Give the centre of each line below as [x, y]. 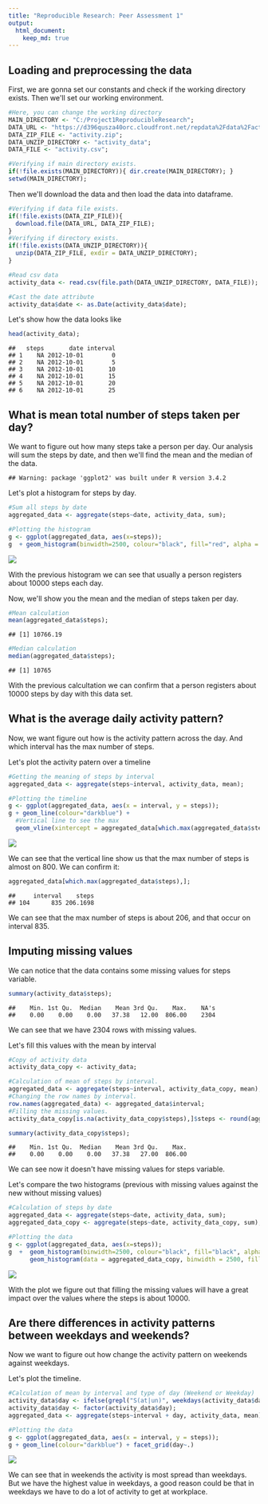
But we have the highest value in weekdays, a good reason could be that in [131, 1483]
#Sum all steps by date [48, 507]
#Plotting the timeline [48, 799]
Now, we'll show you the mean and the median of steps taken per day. [124, 598]
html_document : [41, 30]
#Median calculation [43, 649]
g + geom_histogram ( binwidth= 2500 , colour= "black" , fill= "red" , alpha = [134, 544]
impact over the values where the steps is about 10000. [99, 1298]
